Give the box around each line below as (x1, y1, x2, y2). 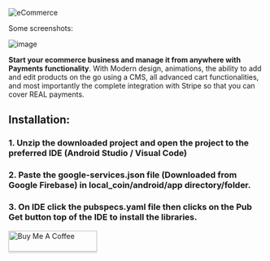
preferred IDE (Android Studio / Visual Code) (8, 147, 187, 159)
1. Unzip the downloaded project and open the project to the (8, 137, 250, 149)
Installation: (8, 113, 71, 127)
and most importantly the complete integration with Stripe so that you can (8, 81, 255, 90)
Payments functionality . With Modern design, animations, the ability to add (8, 63, 262, 73)
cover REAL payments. (8, 89, 85, 99)
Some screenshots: (8, 24, 73, 33)
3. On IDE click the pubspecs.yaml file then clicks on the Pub (8, 202, 252, 213)
